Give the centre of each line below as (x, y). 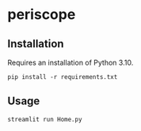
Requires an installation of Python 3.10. (70, 62)
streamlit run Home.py (45, 119)
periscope (42, 15)
